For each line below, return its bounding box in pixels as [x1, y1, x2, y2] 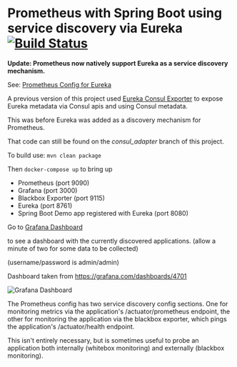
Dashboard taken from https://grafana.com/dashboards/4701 [7, 271, 187, 280]
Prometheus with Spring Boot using [7, 5, 223, 21]
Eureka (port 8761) [17, 201, 73, 210]
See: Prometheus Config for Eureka [7, 80, 112, 89]
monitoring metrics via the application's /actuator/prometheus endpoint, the [7, 307, 231, 316]
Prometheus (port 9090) [17, 179, 90, 187]
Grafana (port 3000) [17, 186, 78, 194]
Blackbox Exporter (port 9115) [17, 193, 106, 202]
